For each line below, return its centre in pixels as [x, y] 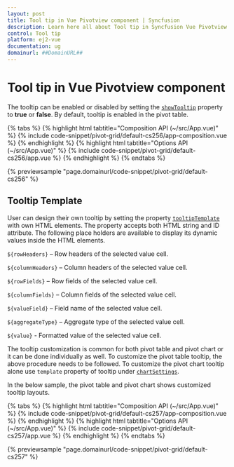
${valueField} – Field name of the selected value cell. [85, 308]
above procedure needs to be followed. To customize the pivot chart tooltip [116, 364]
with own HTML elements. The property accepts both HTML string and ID [113, 225]
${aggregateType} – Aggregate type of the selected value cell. [96, 322]
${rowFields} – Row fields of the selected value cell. [82, 280]
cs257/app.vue [29, 435]
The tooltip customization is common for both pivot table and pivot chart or [116, 348]
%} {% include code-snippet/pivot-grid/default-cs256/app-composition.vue [117, 135]
